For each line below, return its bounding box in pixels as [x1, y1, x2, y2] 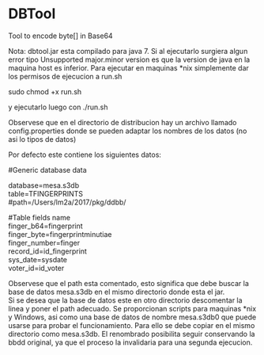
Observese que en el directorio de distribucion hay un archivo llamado [8, 117, 237, 127]
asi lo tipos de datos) [8, 134, 77, 143]
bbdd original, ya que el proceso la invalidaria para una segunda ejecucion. [8, 338, 253, 347]
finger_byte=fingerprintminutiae [8, 229, 112, 239]
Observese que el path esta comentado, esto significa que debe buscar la [8, 278, 249, 288]
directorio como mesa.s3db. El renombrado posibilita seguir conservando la [8, 329, 255, 338]
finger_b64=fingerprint [8, 221, 83, 231]
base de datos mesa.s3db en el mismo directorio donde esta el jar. [8, 287, 225, 296]
